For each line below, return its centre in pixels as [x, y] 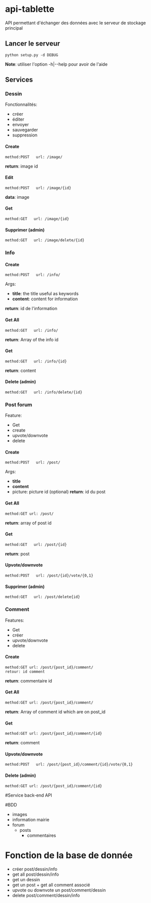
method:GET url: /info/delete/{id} [44, 392]
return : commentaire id [29, 680]
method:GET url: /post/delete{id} [43, 597]
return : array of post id [28, 523]
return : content [21, 370]
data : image [17, 197]
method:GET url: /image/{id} [37, 219]
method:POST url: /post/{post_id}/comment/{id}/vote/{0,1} [69, 765]
